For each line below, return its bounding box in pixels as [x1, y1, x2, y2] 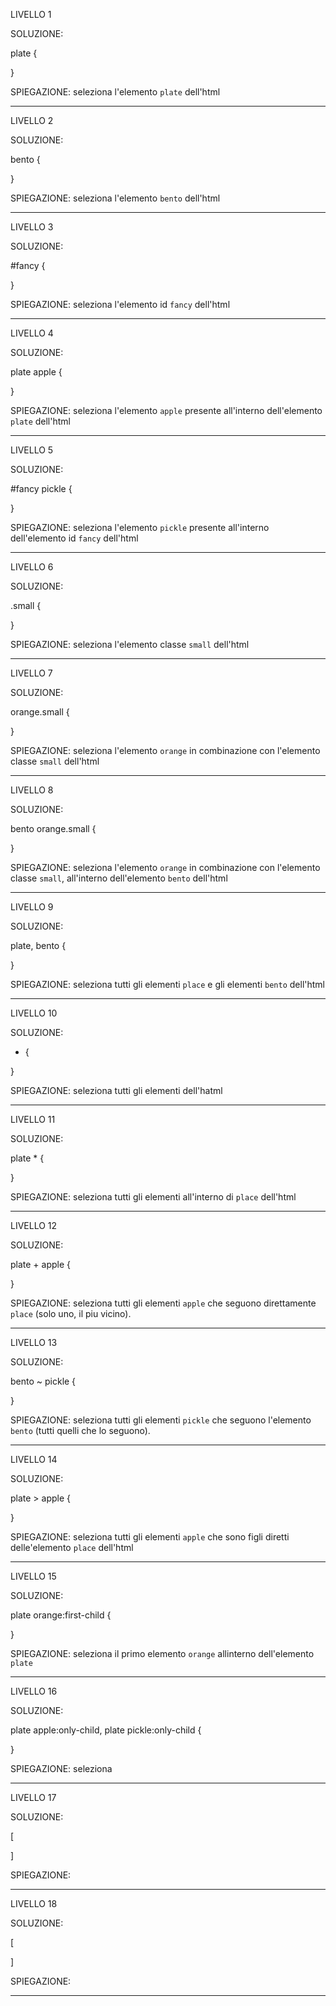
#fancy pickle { [10, 483, 73, 494]
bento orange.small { [10, 823, 97, 834]
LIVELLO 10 [10, 1007, 58, 1019]
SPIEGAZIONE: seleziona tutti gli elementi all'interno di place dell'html [10, 1191, 297, 1203]
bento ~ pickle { [10, 1375, 77, 1387]
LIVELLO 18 [10, 1898, 58, 1909]
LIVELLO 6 [10, 561, 54, 573]
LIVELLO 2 [10, 115, 54, 126]
